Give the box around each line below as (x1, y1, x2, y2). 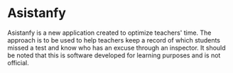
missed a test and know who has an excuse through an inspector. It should (7, 43, 226, 52)
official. (7, 58, 30, 67)
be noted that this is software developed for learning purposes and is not (7, 51, 221, 60)
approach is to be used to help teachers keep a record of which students (7, 35, 220, 44)
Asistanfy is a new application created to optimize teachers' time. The (7, 28, 212, 37)
